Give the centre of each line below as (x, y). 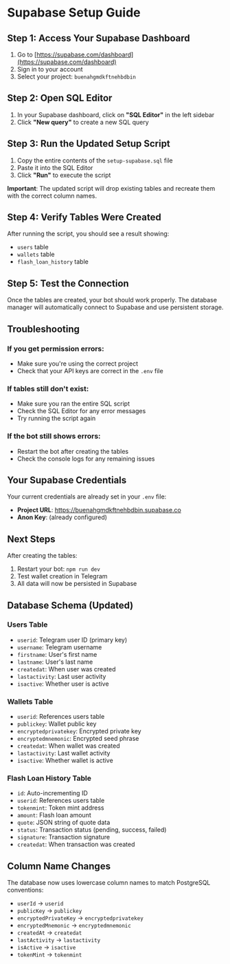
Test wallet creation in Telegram (62, 576)
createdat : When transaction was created (76, 844)
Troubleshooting (44, 329)
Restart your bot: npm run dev (59, 569)
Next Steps (31, 539)
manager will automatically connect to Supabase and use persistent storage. (115, 307)
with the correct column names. (52, 196)
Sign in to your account (50, 69)
